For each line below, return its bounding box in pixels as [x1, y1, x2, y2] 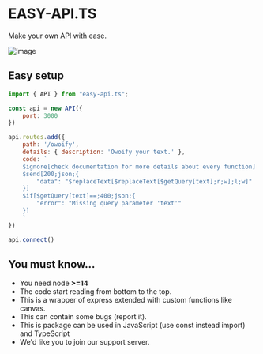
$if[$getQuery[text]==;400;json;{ [22, 192, 136, 200]
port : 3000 [22, 111, 58, 119]
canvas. [19, 303, 46, 313]
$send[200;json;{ [22, 170, 80, 178]
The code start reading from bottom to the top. [19, 287, 172, 296]
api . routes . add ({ [8, 134, 66, 141]
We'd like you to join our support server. [19, 337, 150, 347]
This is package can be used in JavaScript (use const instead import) [19, 321, 246, 330]
